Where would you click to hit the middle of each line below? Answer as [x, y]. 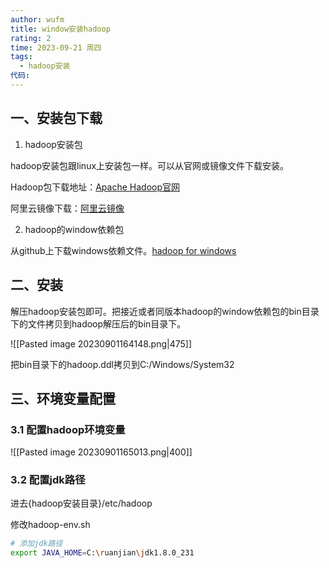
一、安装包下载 [56, 118]
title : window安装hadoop [60, 29]
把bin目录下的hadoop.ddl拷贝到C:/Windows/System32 [122, 364]
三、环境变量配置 [63, 398]
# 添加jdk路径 [36, 544]
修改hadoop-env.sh [50, 525]
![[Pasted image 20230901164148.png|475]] [101, 343]
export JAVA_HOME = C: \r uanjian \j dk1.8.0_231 [102, 553]
